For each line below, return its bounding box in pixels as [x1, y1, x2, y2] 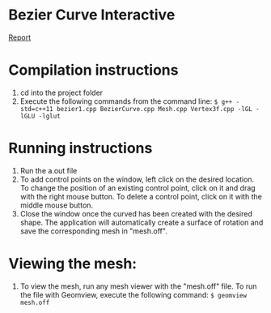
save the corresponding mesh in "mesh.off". [19, 225, 167, 236]
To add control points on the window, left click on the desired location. [19, 174, 255, 184]
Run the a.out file [19, 165, 78, 175]
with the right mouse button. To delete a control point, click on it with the [19, 191, 263, 201]
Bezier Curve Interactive [8, 6, 176, 24]
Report [8, 32, 32, 42]
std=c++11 [19, 105, 54, 113]
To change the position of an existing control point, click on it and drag [19, 182, 256, 192]
